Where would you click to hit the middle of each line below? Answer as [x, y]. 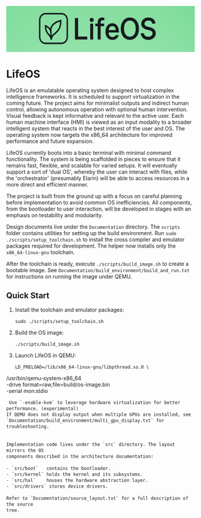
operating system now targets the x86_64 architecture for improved [89, 135]
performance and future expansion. [50, 141]
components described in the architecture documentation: [80, 457]
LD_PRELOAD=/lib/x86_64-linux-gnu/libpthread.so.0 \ [82, 367]
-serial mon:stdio [27, 391]
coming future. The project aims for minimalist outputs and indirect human [98, 103]
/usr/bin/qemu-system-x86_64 [44, 378]
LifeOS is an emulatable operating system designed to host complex [90, 90]
